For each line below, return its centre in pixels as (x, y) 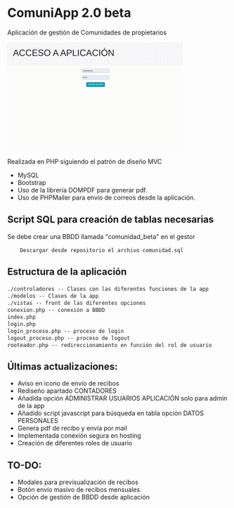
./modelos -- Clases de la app (53, 296)
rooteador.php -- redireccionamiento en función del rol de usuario (110, 345)
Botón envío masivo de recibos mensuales (79, 490)
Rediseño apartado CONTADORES (67, 391)
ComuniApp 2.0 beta (69, 13)
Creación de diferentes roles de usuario (75, 443)
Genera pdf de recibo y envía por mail (72, 428)
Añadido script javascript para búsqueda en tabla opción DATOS (110, 413)
